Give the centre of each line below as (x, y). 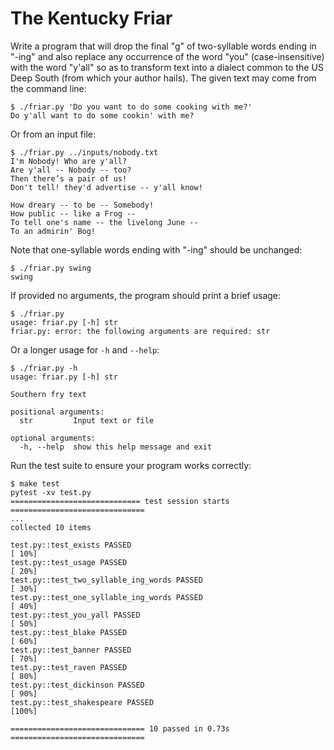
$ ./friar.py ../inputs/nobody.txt (84, 152)
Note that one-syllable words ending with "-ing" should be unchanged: (156, 249)
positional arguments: (57, 412)
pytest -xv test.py (51, 492)
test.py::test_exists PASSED (71, 545)
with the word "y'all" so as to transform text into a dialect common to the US (167, 67)
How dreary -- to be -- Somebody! (82, 205)
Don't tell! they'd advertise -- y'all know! (106, 187)
